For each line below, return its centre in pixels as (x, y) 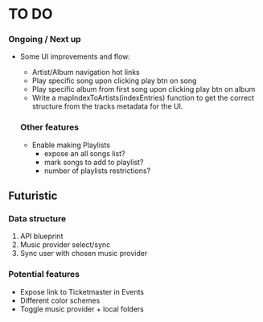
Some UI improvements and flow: (75, 56)
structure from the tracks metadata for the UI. (107, 106)
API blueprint (41, 236)
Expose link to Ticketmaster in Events (82, 291)
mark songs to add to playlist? (94, 162)
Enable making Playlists (71, 145)
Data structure (37, 219)
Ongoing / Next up (45, 39)
